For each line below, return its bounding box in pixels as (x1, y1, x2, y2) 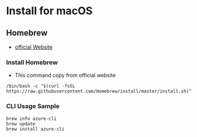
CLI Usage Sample (6, 102, 60, 110)
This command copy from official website (14, 72, 117, 79)
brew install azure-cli (6, 126, 65, 132)
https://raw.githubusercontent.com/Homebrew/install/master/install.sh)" (6, 88, 192, 94)
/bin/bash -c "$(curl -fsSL (6, 83, 76, 90)
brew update (6, 120, 35, 127)
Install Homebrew (6, 58, 58, 66)
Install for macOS (6, 4, 93, 18)
